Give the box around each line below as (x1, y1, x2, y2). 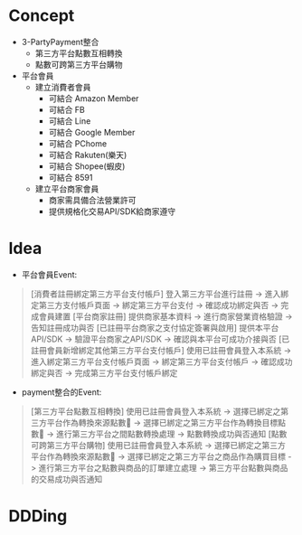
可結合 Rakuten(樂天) (48, 149, 127, 160)
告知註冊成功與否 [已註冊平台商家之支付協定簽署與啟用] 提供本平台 (30, 322, 279, 333)
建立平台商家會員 (34, 183, 99, 194)
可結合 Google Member (48, 127, 136, 137)
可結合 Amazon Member (48, 92, 139, 104)
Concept (8, 5, 75, 26)
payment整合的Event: (21, 386, 102, 398)
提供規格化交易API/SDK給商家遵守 (48, 205, 176, 217)
